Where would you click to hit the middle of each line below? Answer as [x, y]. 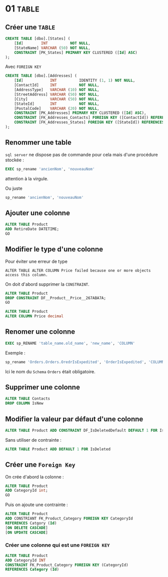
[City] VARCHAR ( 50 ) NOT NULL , [57, 99]
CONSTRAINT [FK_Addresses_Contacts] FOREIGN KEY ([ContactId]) [81, 118]
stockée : [14, 160]
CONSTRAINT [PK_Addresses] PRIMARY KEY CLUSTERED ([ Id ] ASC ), [80, 113]
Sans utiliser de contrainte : [33, 440]
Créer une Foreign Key [40, 465]
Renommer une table [38, 143]
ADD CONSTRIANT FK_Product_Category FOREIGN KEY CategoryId [69, 519]
